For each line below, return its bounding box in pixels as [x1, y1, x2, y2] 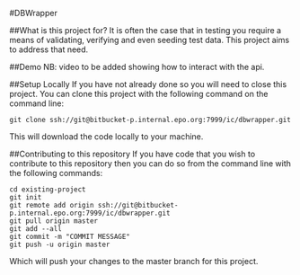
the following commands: [9, 168, 103, 178]
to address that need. [9, 44, 89, 55]
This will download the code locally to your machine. [9, 131, 204, 142]
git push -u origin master [9, 240, 110, 249]
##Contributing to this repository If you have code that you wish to [9, 148, 256, 159]
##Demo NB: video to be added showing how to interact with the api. [9, 62, 265, 72]
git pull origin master [9, 217, 99, 226]
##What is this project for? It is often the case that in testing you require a [9, 25, 281, 35]
